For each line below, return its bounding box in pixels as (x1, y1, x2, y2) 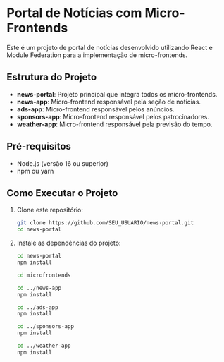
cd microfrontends (16, 272, 71, 279)
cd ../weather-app (16, 342, 71, 349)
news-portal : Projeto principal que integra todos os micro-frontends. (16, 90, 218, 98)
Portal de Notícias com (6, 5, 142, 21)
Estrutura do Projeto (6, 71, 97, 83)
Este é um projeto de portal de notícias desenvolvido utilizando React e (6, 43, 213, 52)
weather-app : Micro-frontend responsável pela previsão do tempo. (16, 120, 213, 128)
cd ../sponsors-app (16, 323, 75, 330)
